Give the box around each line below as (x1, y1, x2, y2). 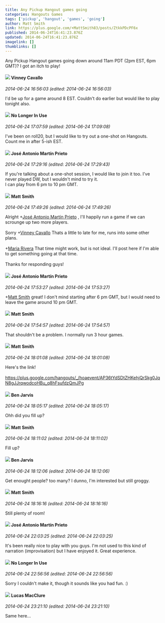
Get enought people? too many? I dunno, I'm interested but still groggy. (5, 478, 150, 483)
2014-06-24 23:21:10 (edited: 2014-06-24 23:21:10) (5, 603, 110, 609)
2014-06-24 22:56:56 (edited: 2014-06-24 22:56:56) (5, 571, 113, 577)
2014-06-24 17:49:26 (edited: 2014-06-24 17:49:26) (5, 204, 111, 210)
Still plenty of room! (5, 510, 45, 516)
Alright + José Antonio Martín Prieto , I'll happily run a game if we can (5, 214, 145, 220)
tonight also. (5, 100, 31, 106)
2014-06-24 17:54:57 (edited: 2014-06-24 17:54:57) (5, 322, 110, 328)
